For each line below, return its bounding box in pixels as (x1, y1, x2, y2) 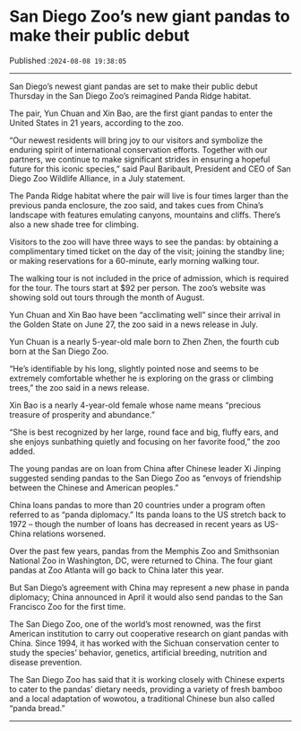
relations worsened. (32, 528, 106, 539)
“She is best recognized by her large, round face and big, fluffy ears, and (9, 427, 279, 437)
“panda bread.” (9, 702, 65, 713)
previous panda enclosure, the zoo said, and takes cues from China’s (9, 199, 264, 210)
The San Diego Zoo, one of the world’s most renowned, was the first (9, 618, 262, 630)
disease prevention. (9, 656, 82, 667)
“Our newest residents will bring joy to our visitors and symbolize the (9, 135, 263, 145)
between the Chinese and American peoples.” (9, 482, 179, 493)
